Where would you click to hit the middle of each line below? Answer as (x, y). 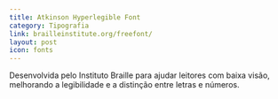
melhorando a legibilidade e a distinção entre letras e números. (124, 85)
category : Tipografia (49, 26)
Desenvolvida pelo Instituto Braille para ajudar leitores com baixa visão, (140, 75)
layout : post (33, 42)
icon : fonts (31, 50)
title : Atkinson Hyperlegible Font (75, 17)
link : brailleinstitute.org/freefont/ (81, 34)
